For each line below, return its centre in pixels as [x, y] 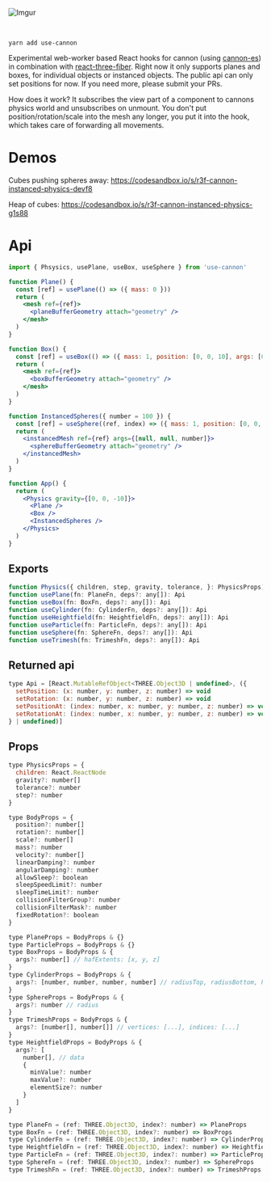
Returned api [42, 665]
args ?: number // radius [57, 1005]
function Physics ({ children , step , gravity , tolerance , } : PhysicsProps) [137, 587]
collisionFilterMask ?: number [66, 908]
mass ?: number [39, 848]
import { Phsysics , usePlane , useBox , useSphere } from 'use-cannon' [128, 267]
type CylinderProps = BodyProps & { [70, 975]
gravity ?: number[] [48, 780]
